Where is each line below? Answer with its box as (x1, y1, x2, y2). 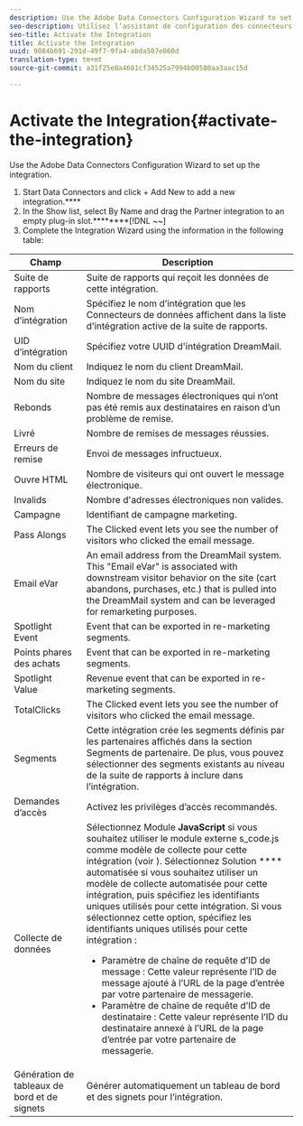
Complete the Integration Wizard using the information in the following (22, 225, 284, 236)
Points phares (14, 646, 72, 658)
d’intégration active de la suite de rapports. (86, 320, 268, 332)
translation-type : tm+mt (9, 55, 103, 64)
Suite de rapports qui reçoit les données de (86, 271, 269, 284)
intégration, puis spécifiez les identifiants (86, 889, 260, 901)
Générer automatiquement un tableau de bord (86, 1079, 280, 1092)
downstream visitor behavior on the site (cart (86, 571, 277, 583)
